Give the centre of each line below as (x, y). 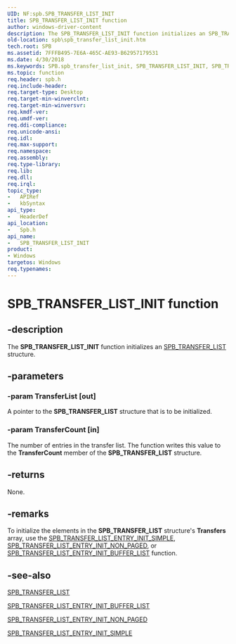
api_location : (28, 223)
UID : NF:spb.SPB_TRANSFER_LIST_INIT (61, 14)
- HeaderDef (28, 217)
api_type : (22, 210)
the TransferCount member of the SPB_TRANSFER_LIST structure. (105, 453)
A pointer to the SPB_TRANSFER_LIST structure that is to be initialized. (110, 412)
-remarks (28, 513)
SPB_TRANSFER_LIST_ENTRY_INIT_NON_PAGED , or (82, 545)
